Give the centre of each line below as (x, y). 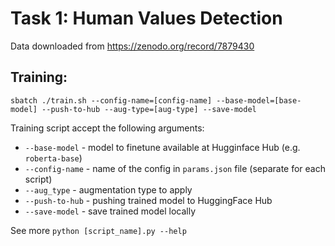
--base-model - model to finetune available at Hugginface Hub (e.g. (162, 147)
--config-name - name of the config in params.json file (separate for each (175, 168)
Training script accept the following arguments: (107, 128)
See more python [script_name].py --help (98, 230)
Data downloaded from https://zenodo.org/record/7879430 (132, 46)
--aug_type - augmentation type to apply (108, 189)
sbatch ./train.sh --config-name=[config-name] (111, 100)
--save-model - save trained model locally (110, 211)
